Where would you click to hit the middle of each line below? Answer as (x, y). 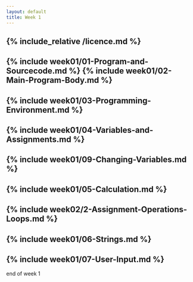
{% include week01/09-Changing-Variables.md (96, 159)
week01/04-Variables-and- (102, 130)
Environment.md (38, 110)
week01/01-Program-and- (99, 62)
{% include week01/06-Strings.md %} (79, 239)
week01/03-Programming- (100, 100)
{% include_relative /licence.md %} (74, 41)
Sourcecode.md (37, 71)
